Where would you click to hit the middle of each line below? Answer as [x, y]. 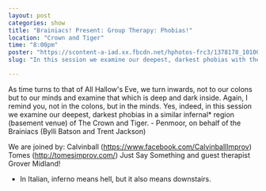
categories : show [37, 23]
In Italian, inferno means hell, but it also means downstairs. [115, 178]
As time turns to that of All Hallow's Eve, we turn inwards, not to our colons [130, 89]
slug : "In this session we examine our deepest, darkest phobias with [127, 60]
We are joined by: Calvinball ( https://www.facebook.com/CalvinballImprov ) [130, 147]
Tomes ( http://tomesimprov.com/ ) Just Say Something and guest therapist [129, 155]
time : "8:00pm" [33, 45]
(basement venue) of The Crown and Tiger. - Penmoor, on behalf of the [125, 123]
